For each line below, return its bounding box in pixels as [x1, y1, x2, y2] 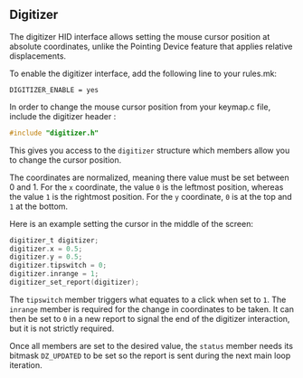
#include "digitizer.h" [9, 128, 99, 137]
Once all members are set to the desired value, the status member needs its [9, 340, 294, 351]
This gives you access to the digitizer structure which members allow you [9, 145, 290, 156]
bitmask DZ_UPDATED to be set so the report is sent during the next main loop [9, 350, 291, 361]
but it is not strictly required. [9, 323, 115, 334]
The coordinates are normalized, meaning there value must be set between [9, 172, 289, 183]
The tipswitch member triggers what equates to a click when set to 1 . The [9, 294, 287, 305]
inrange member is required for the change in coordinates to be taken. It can [9, 303, 294, 315]
